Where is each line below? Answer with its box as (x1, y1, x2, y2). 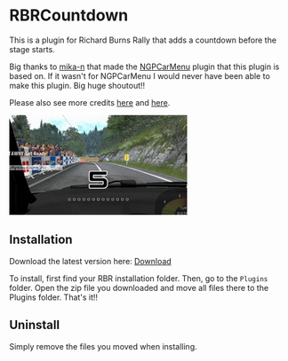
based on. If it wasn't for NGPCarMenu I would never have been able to (9, 70, 271, 81)
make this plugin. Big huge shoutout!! (9, 80, 146, 90)
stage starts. (9, 43, 55, 54)
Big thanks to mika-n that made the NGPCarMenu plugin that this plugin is (9, 61, 280, 72)
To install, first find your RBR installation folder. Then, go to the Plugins (9, 272, 268, 284)
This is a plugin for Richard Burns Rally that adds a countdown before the (9, 35, 277, 45)
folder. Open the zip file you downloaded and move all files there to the (9, 282, 269, 293)
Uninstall (9, 318, 60, 333)
